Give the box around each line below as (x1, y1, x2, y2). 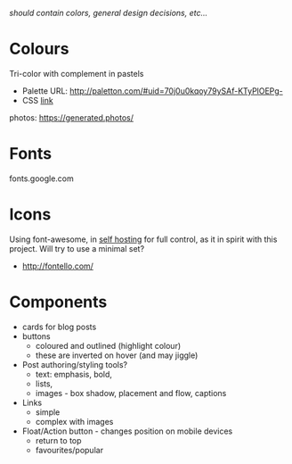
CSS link (21, 95, 53, 105)
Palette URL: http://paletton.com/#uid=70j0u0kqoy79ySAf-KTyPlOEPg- (21, 85, 283, 96)
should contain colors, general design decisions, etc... (9, 8, 208, 18)
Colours (9, 39, 69, 59)
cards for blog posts (21, 321, 97, 332)
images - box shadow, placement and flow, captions (35, 387, 227, 398)
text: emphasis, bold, (35, 369, 113, 379)
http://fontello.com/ (21, 261, 93, 271)
